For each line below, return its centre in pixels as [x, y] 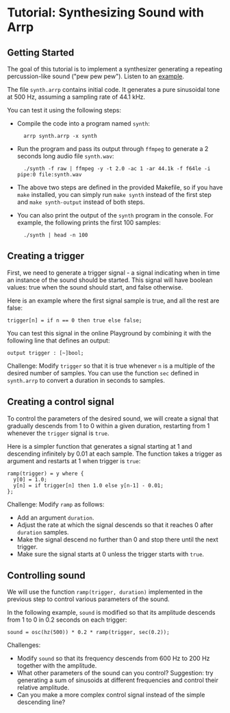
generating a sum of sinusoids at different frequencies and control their [118, 680]
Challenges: [24, 645]
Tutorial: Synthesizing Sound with [105, 13]
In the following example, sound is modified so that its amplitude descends [111, 613]
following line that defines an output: [59, 340]
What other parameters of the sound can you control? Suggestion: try [115, 673]
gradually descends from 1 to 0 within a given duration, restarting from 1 [108, 425]
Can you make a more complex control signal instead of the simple [111, 695]
